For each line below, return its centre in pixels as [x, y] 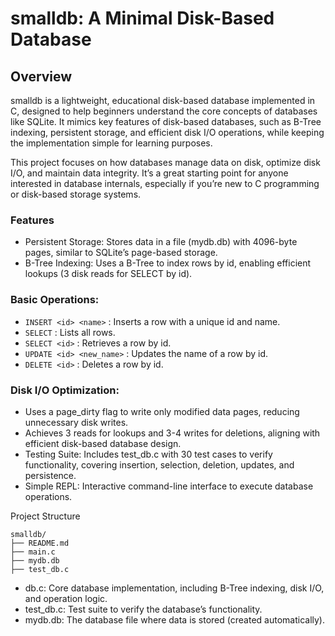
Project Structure [45, 516]
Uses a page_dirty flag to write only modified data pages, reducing [162, 411]
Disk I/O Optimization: [65, 390]
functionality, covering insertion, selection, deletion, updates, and [159, 464]
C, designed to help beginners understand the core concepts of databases [164, 111]
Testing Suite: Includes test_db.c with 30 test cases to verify [148, 454]
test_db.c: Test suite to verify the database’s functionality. [143, 609]
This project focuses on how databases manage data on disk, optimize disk [165, 162]
